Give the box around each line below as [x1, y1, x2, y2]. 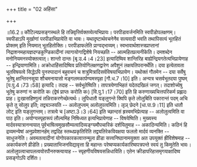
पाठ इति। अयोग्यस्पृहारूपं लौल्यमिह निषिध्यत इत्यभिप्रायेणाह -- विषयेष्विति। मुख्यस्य [6, 115, 157, 122]
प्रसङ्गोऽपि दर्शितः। [6, 155, 42, 161]
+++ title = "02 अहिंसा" [6, 6, 58, 12]
